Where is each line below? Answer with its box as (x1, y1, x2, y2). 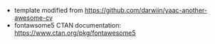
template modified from (14, 6, 83, 14)
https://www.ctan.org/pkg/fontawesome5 (14, 28, 136, 37)
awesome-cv (14, 13, 53, 22)
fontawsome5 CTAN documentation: (14, 21, 121, 29)
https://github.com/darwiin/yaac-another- (84, 6, 208, 14)
